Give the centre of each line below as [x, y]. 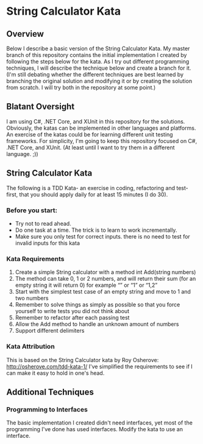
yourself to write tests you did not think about [72, 311]
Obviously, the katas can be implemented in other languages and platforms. [101, 128]
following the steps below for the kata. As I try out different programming [98, 61]
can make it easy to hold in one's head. [55, 373]
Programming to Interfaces [47, 409]
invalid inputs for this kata [48, 243]
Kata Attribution [30, 347]
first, [12, 194]
